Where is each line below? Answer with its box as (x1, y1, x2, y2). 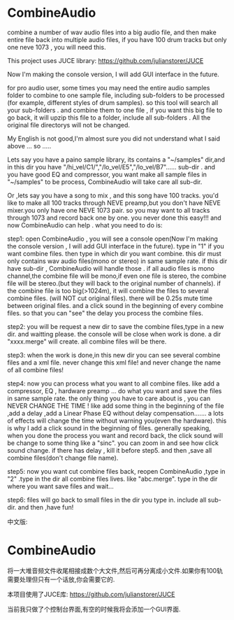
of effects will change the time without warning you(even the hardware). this (7, 416, 227, 425)
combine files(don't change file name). (7, 453, 119, 462)
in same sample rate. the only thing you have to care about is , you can (7, 394, 211, 402)
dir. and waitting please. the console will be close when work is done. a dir (7, 330, 221, 338)
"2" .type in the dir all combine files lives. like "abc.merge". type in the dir (7, 474, 218, 483)
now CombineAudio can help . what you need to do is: (7, 220, 163, 229)
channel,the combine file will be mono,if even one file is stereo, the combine (7, 272, 227, 280)
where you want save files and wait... (7, 481, 114, 491)
